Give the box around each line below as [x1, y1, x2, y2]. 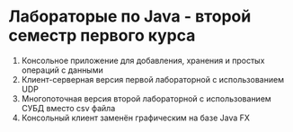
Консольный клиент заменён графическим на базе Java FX [21, 112, 251, 123]
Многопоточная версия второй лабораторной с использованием [21, 92, 271, 104]
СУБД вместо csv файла [21, 102, 116, 113]
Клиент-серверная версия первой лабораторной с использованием [21, 74, 285, 84]
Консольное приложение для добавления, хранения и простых [21, 55, 265, 66]
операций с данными [21, 65, 104, 75]
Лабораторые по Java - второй [8, 6, 252, 27]
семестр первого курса [8, 25, 196, 46]
